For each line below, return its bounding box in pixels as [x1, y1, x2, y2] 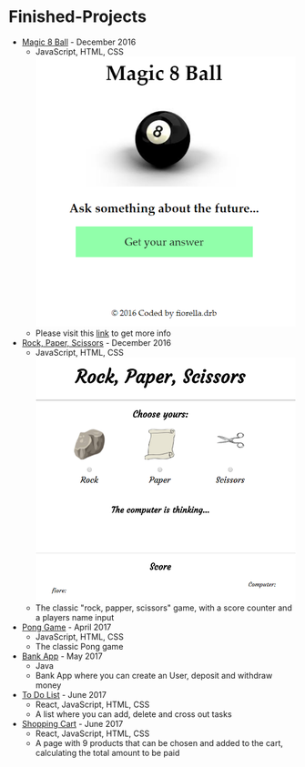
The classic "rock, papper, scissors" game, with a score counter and [35, 602, 292, 613]
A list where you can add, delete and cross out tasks [35, 708, 233, 720]
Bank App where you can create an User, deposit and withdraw [35, 670, 273, 681]
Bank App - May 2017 [21, 651, 103, 661]
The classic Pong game [35, 641, 124, 651]
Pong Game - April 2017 [21, 621, 112, 632]
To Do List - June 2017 [21, 689, 107, 700]
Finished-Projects [8, 6, 147, 27]
